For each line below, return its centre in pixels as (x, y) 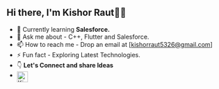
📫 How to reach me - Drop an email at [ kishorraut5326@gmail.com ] (114, 44)
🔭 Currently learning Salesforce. (63, 29)
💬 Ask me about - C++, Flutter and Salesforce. (83, 37)
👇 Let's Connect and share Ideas (65, 65)
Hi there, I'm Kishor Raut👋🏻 (66, 13)
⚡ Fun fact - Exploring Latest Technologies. (78, 55)
